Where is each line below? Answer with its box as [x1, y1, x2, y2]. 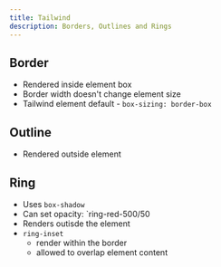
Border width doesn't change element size [22, 89, 181, 100]
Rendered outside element [22, 148, 122, 159]
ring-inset [22, 229, 64, 238]
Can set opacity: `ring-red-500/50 [22, 208, 151, 219]
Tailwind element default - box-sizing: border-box [22, 99, 212, 110]
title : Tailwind [9, 13, 71, 23]
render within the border [35, 237, 128, 248]
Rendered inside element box [22, 79, 132, 91]
